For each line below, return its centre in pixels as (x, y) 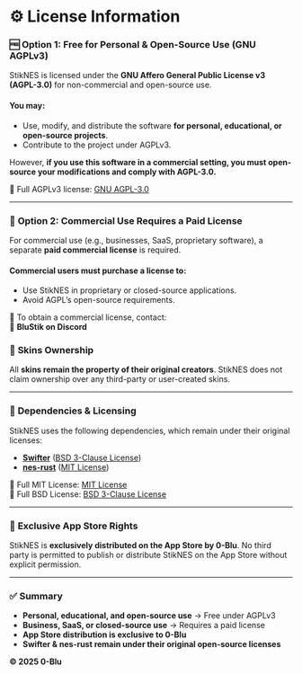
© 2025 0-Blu (36, 661)
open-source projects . (65, 135)
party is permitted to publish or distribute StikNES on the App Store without (148, 555)
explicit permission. (45, 564)
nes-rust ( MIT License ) (66, 467)
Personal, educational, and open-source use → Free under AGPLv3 (149, 616)
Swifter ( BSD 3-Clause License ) (82, 457)
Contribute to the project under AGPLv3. (97, 145)
